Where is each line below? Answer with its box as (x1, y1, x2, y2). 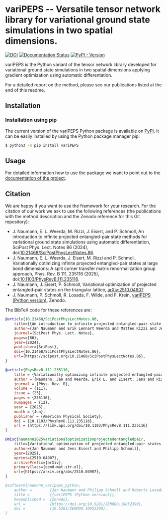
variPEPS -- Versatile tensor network (5, 3, 161, 15)
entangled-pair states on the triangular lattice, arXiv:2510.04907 (12, 287, 144, 293)
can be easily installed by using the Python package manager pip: (5, 133, 140, 139)
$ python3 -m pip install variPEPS (5, 143, 79, 148)
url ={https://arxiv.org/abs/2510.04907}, (14, 469, 101, 475)
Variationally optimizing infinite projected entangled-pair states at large (12, 260, 158, 266)
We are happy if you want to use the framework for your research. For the (5, 203, 156, 209)
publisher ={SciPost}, (14, 344, 59, 350)
